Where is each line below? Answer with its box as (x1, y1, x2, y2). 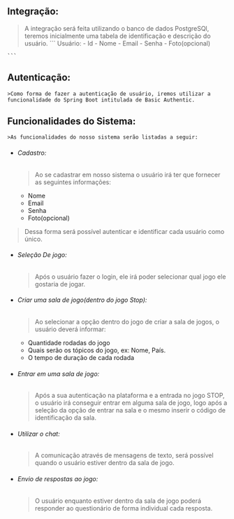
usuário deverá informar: (34, 325, 106, 333)
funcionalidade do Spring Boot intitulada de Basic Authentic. (7, 96, 196, 104)
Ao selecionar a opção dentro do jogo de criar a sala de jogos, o (34, 318, 220, 326)
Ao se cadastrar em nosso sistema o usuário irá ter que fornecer (34, 170, 221, 179)
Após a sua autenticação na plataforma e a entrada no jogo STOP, (34, 392, 225, 400)
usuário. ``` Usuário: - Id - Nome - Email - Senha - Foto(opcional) (24, 39, 211, 48)
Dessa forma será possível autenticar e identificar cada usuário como (24, 227, 225, 235)
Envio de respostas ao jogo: (17, 475, 98, 483)
